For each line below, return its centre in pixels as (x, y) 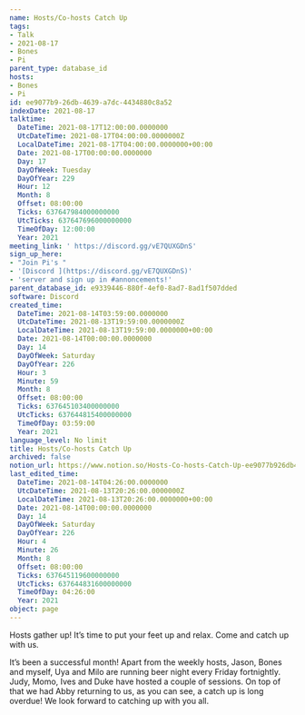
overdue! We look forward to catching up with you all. (109, 700)
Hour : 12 (34, 187)
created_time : (36, 305)
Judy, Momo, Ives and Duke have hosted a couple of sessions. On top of (145, 681)
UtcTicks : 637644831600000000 (74, 584)
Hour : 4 (32, 541)
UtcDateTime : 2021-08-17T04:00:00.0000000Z (101, 136)
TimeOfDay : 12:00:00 (56, 229)
